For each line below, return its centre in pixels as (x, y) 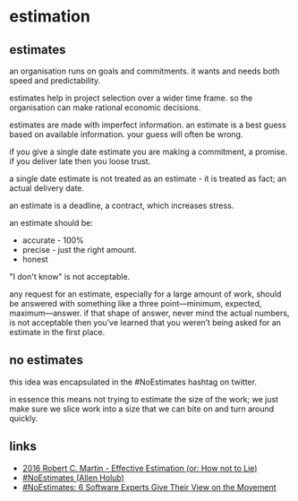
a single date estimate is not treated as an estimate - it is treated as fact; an (148, 178)
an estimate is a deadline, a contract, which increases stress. (122, 205)
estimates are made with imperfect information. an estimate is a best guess (148, 125)
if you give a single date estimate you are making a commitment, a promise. (149, 151)
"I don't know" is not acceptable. (70, 276)
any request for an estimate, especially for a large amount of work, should (145, 294)
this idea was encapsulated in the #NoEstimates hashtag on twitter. (133, 382)
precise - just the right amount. (79, 250)
